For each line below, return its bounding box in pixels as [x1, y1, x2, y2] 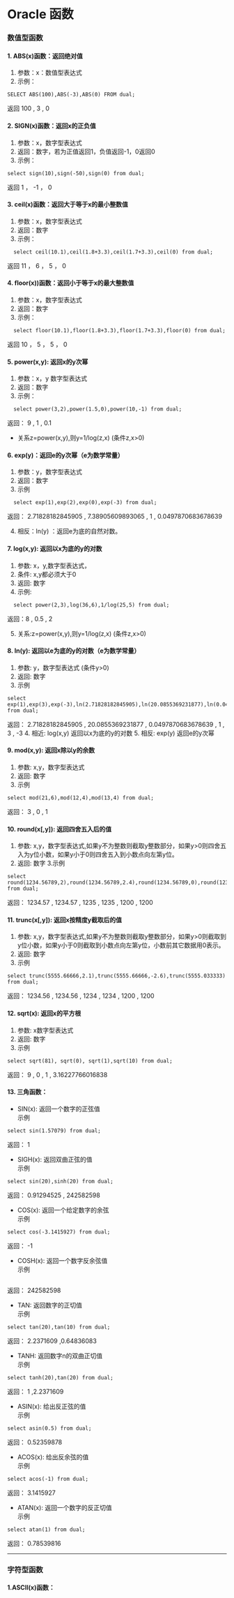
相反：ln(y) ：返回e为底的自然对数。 [17, 527, 122, 535]
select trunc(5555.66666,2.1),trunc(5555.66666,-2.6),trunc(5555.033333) [7, 972, 226, 979]
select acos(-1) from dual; [7, 1475, 89, 1482]
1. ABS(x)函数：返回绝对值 [7, 52, 84, 60]
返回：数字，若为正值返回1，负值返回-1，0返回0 [17, 147, 155, 156]
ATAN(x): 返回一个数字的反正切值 [17, 1503, 113, 1511]
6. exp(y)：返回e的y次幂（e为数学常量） [7, 451, 124, 459]
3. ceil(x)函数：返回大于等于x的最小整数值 [7, 200, 129, 209]
